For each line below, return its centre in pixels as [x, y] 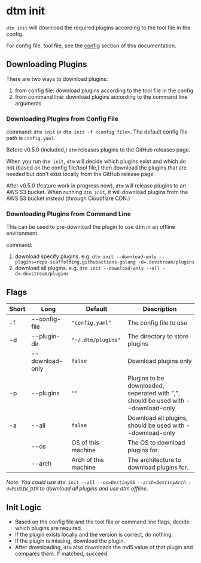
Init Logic [24, 507]
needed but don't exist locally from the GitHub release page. [81, 174]
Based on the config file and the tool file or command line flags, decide [102, 522]
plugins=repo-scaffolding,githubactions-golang [75, 262]
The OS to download [156, 443]
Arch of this [88, 460]
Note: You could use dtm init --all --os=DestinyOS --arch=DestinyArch [96, 482]
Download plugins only [160, 361]
